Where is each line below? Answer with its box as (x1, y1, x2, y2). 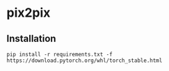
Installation (6, 33, 56, 45)
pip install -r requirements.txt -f (6, 51, 113, 58)
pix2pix (6, 5, 51, 21)
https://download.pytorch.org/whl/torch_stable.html (6, 57, 163, 64)
